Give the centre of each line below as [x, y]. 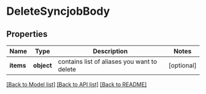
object [42, 65]
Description [110, 51]
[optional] [182, 65]
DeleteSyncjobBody [58, 11]
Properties [27, 34]
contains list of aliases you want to [108, 61]
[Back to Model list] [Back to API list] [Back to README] [77, 84]
